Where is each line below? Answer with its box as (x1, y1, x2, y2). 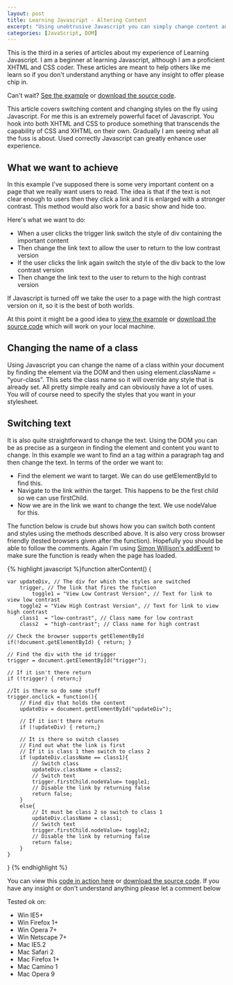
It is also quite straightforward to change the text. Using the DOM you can (7, 436, 218, 444)
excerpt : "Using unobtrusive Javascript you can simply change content (7, 23, 218, 30)
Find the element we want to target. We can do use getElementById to (17, 471, 217, 480)
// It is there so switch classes (19, 735, 119, 742)
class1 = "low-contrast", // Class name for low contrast (19, 614, 194, 621)
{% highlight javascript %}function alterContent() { (7, 564, 152, 573)
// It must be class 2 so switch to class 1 (32, 808, 163, 815)
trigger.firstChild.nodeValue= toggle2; (32, 826, 150, 834)
